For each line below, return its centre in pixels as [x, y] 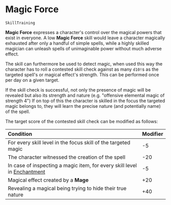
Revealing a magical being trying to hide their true [67, 188]
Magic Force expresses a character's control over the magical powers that [83, 32]
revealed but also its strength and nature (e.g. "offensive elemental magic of [85, 95]
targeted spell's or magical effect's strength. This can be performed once [82, 74]
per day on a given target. [32, 80]
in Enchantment [26, 171]
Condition [20, 134]
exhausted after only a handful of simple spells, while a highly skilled [77, 43]
